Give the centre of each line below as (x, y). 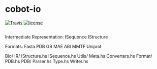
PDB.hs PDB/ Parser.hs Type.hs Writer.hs (47, 61)
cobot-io (23, 9)
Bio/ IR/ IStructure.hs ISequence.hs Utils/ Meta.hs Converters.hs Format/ (79, 56)
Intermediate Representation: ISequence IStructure (57, 37)
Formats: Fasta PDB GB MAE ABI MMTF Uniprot (53, 47)
